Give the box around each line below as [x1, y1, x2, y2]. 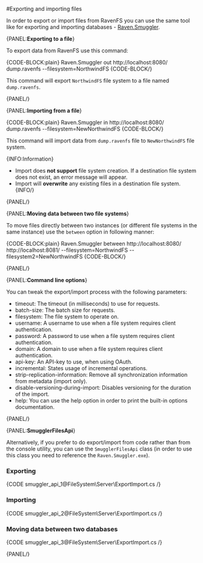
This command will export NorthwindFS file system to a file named [6, 77, 170, 84]
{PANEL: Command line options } [6, 277, 88, 283]
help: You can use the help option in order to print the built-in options [15, 397, 188, 404]
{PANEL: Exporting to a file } [6, 35, 75, 42]
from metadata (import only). [15, 378, 88, 385]
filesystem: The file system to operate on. [15, 313, 119, 320]
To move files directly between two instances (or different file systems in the [6, 222, 198, 229]
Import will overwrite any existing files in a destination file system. [15, 180, 181, 187]
